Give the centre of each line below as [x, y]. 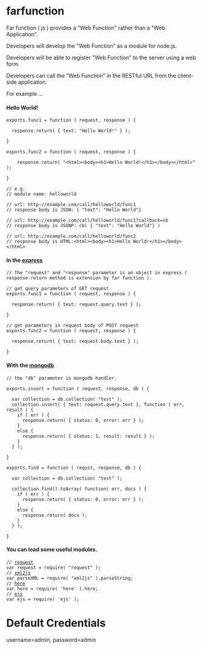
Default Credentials [56, 623]
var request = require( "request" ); [54, 568]
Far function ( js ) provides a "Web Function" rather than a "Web [86, 28]
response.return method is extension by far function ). [79, 278]
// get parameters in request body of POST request [72, 326]
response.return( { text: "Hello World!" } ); [71, 131]
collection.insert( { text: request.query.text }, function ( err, [98, 404]
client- [186, 75]
